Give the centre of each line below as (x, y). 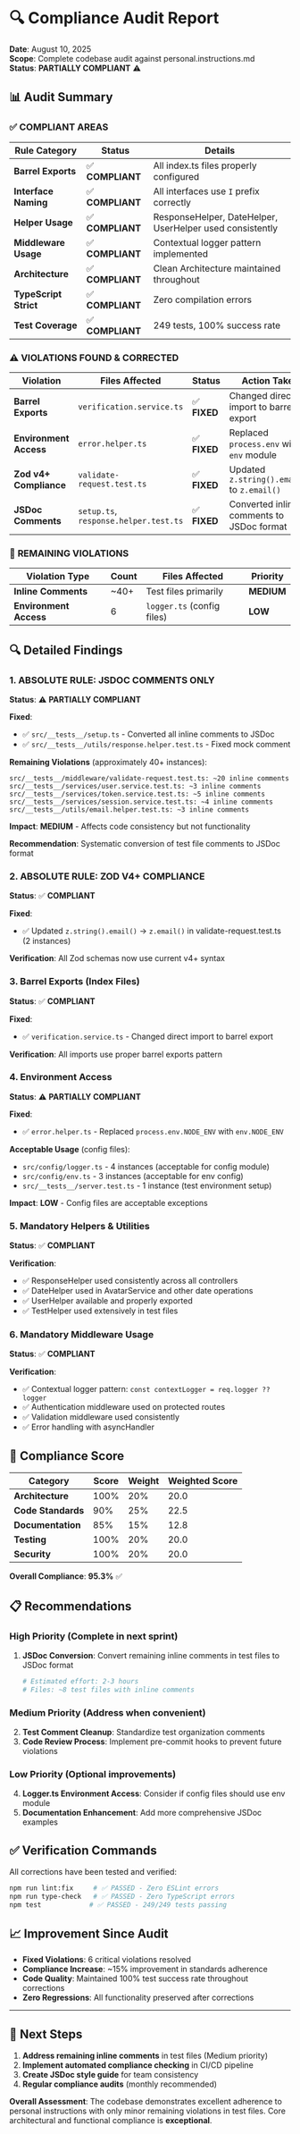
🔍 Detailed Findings (66, 650)
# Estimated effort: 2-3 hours (80, 1681)
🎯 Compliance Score (67, 1456)
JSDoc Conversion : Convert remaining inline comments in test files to (150, 1655)
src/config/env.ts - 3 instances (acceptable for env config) (133, 1176)
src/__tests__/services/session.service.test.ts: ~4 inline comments (142, 802)
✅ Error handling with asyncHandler (88, 1427)
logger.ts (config (183, 606)
